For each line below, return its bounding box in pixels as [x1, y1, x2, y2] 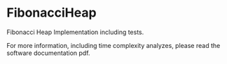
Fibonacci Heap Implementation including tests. [6, 28, 144, 36]
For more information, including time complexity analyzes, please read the [6, 41, 221, 49]
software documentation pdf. [6, 49, 90, 57]
